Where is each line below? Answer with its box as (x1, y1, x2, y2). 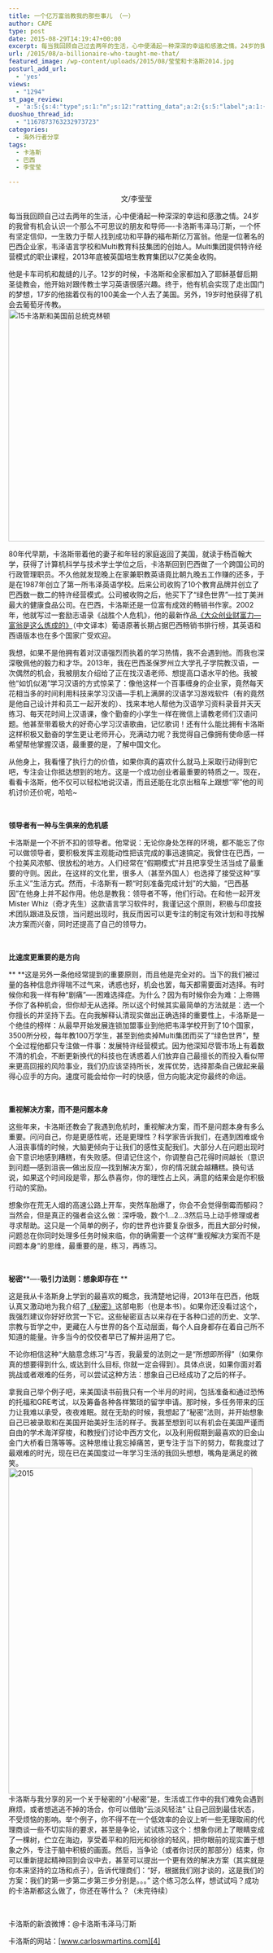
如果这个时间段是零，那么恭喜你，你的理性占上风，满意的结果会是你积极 (22, 1173, 265, 1183)
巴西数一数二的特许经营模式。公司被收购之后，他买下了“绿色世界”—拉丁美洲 (8, 590, 264, 599)
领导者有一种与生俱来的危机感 (8, 820, 108, 831)
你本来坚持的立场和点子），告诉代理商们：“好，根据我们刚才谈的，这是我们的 (8, 1866, 265, 1876)
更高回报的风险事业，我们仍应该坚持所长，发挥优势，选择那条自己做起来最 (15, 1061, 265, 1071)
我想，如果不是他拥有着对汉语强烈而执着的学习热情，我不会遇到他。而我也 (8, 648, 258, 658)
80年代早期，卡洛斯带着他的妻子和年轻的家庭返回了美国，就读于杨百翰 (8, 549, 245, 559)
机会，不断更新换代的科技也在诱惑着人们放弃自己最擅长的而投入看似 (29, 1051, 258, 1061)
